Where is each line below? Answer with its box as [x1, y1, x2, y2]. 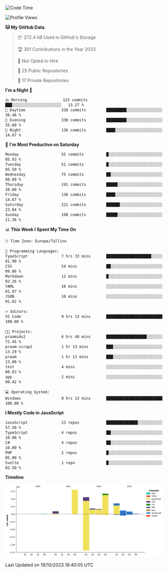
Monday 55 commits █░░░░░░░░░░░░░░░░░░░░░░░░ [5, 152, 163, 157]
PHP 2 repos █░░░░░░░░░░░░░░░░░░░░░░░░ [5, 450, 163, 455]
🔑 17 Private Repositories [17, 77, 69, 83]
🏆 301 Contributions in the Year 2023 [17, 46, 96, 52]
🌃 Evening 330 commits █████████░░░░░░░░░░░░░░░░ [5, 118, 163, 123]
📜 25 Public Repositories [17, 68, 69, 73]
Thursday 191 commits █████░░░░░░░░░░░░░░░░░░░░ [5, 182, 163, 187]
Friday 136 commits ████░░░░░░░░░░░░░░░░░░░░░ [5, 192, 163, 197]
